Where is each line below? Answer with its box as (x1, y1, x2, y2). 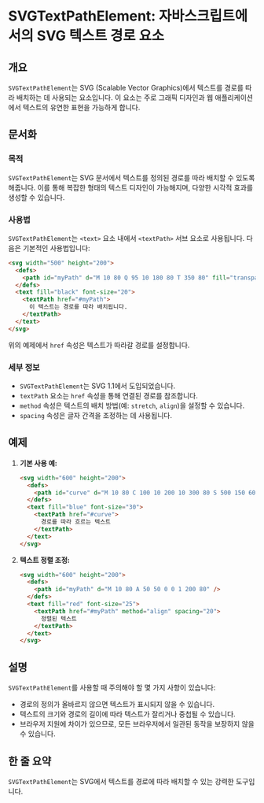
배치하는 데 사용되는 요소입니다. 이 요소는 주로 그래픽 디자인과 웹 (16, 93, 214, 102)
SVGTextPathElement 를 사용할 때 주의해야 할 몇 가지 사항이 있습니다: (8, 683, 216, 693)
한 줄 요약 (8, 754, 52, 768)
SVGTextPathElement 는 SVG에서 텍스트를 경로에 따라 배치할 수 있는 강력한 (8, 776, 234, 786)
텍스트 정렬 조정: (19, 555, 71, 564)
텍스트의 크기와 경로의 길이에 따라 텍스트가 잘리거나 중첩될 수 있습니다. (19, 709, 236, 719)
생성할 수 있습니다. (8, 192, 65, 202)
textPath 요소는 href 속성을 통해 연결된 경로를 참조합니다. (19, 391, 199, 401)
